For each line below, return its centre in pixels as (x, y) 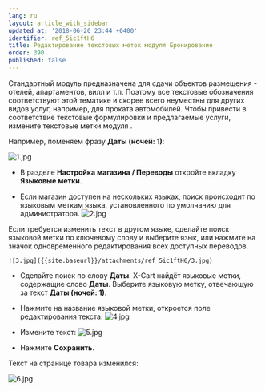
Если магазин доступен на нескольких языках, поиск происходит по (138, 196)
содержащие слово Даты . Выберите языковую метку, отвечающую (137, 284)
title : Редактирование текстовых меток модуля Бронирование (111, 46)
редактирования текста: (61, 316)
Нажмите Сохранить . (57, 347)
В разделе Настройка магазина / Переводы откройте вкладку (128, 172)
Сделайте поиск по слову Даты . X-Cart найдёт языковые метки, (130, 275)
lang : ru (23, 16)
